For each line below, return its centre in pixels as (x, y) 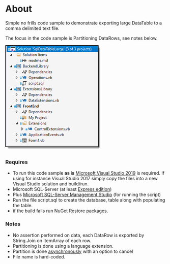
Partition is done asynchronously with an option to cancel (73, 251)
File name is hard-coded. (39, 256)
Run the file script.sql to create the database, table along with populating (89, 200)
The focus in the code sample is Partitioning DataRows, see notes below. (81, 38)
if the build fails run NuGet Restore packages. (60, 211)
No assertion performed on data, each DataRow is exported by (78, 235)
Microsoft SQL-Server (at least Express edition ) (62, 189)
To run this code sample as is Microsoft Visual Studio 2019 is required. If (88, 173)
